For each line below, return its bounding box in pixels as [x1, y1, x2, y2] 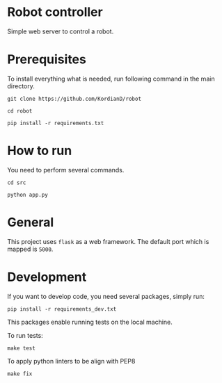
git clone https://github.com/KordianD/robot [7, 95, 141, 102]
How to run [7, 143, 72, 158]
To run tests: [7, 331, 43, 339]
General [7, 215, 54, 230]
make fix [7, 370, 33, 377]
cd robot [7, 107, 33, 115]
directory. [7, 81, 35, 90]
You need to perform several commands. [7, 165, 125, 174]
